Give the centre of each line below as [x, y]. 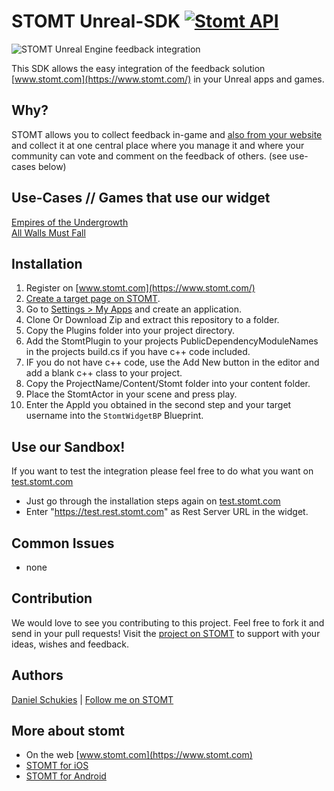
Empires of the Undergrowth [70, 222]
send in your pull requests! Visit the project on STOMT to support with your [166, 633]
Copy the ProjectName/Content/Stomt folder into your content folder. [168, 384]
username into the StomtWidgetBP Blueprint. [114, 416]
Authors [37, 675]
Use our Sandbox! [68, 446]
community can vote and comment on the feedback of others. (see [149, 156]
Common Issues [63, 543]
